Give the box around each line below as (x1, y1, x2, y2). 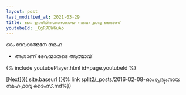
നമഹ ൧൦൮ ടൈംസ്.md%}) (6, 83, 72, 90)
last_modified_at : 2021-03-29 (6, 14, 80, 20)
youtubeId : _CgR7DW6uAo (6, 25, 65, 31)
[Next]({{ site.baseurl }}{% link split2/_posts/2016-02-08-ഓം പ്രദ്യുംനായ (6, 76, 181, 83)
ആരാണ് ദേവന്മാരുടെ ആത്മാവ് (14, 53, 92, 60)
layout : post (6, 8, 38, 15)
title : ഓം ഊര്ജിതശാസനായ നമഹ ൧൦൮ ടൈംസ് (6, 19, 121, 25)
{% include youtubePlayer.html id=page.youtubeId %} (6, 65, 137, 72)
